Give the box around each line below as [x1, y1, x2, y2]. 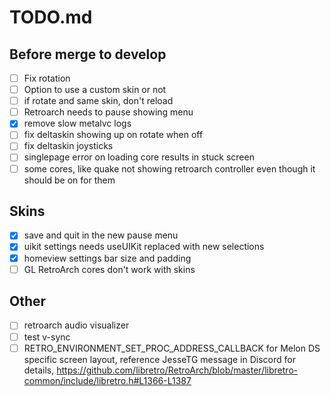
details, [23, 364, 55, 376]
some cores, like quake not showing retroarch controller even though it [23, 162, 316, 175]
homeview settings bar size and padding [23, 252, 192, 264]
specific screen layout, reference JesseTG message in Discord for [23, 353, 296, 365]
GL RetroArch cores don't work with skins [23, 263, 196, 275]
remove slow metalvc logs [23, 117, 132, 130]
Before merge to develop [9, 46, 167, 63]
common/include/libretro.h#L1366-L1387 [23, 374, 192, 386]
